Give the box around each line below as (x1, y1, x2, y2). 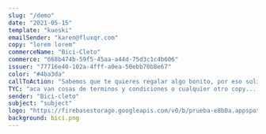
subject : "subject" (8, 99, 73, 107)
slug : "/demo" (8, 11, 55, 20)
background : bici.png (8, 114, 80, 122)
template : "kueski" (8, 26, 73, 34)
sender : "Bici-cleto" (8, 92, 80, 100)
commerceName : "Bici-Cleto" (8, 48, 101, 56)
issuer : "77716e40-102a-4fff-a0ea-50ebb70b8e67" (8, 63, 172, 71)
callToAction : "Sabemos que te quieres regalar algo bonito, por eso (8, 77, 243, 85)
